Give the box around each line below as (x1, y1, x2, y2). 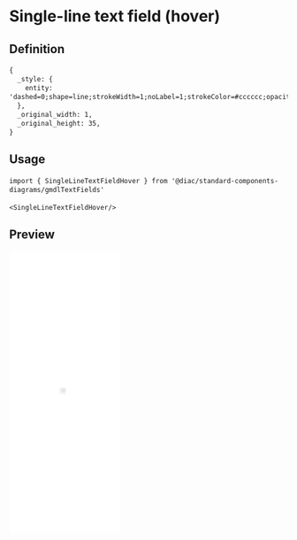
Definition (9, 42, 65, 57)
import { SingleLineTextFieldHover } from (9, 176, 168, 185)
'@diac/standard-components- (171, 176, 278, 185)
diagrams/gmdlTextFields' (9, 185, 104, 194)
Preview (9, 228, 56, 243)
